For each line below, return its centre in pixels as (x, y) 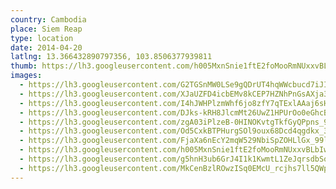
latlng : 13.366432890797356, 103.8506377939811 (111, 57)
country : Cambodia (48, 19)
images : (26, 76)
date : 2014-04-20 (46, 47)
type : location (42, 38)
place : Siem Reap (46, 29)
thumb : (24, 66)
